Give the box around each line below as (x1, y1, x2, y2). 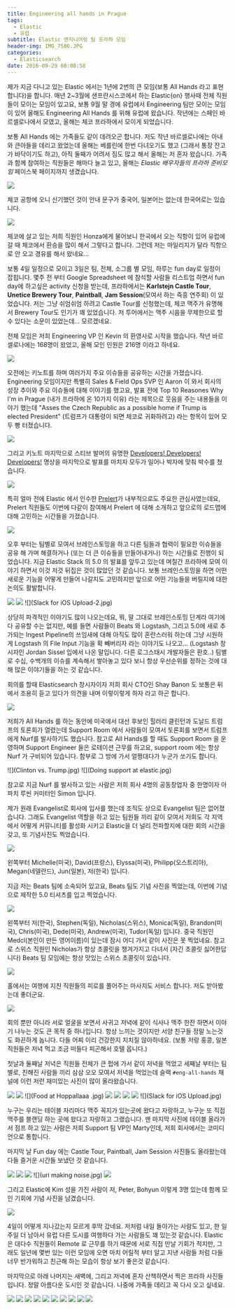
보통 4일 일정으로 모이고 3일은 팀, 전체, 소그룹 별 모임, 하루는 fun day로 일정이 (7, 264, 221, 273)
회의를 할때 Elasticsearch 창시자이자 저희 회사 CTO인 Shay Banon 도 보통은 (7, 680, 216, 688)
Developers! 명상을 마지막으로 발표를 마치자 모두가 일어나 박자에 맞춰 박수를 (7, 458, 215, 466)
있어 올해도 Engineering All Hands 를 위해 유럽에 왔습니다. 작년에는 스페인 (14, 108, 218, 117)
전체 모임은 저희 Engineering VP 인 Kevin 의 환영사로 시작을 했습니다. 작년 (7, 332, 211, 340)
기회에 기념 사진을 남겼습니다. (14, 1194, 96, 1202)
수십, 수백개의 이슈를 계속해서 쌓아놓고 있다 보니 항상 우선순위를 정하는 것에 (14, 656, 220, 665)
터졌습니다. (22, 420, 52, 429)
